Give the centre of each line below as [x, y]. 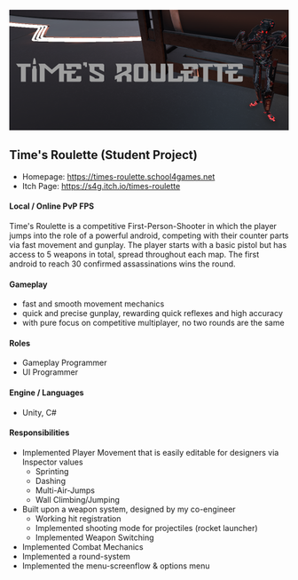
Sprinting [52, 471]
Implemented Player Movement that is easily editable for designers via [150, 452]
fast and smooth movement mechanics [93, 304]
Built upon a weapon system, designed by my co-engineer [129, 509]
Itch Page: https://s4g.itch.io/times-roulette [101, 186]
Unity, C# [39, 412]
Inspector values [52, 462]
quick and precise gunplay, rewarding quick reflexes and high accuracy [153, 314]
